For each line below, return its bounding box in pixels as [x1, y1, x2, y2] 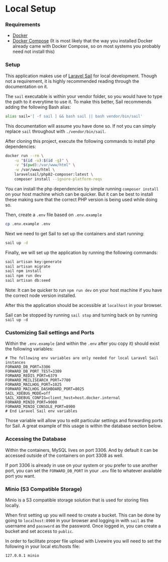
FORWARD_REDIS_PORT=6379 [5, 373, 57, 379]
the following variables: [5, 346, 54, 352]
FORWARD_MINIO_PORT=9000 [5, 400, 57, 405]
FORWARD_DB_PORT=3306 [5, 365, 51, 370]
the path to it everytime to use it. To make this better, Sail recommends [5, 98, 152, 105]
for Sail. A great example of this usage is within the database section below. [5, 423, 162, 429]
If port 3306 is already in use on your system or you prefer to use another [5, 462, 158, 468]
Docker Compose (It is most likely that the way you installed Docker [12, 38, 153, 44]
